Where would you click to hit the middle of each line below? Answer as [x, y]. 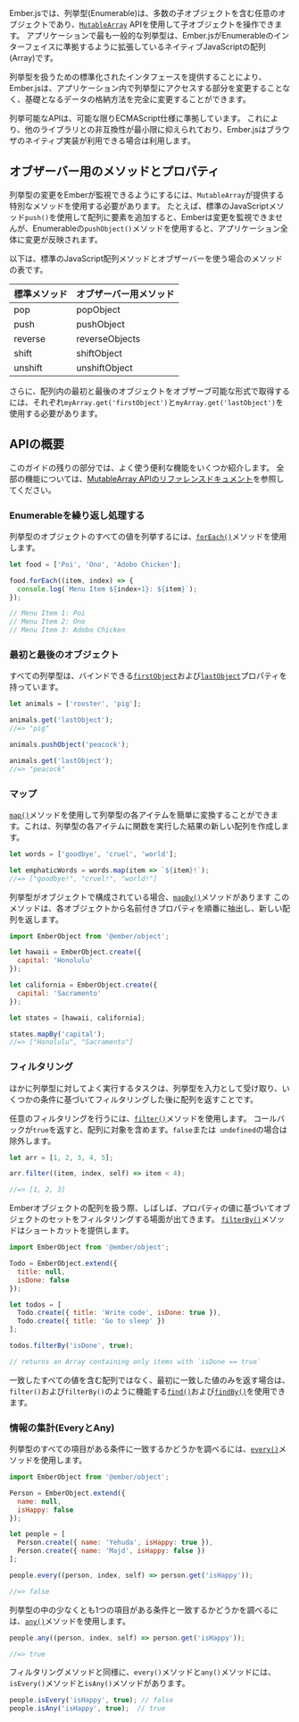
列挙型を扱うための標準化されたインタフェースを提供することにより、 [138, 77]
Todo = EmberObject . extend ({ [63, 1264]
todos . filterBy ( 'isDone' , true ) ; [71, 1346]
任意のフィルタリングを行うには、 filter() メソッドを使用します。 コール [143, 1118]
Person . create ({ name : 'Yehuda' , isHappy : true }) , [116, 1543]
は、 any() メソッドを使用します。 [70, 1621]
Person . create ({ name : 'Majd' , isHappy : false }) [111, 1551]
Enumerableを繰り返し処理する [77, 515]
